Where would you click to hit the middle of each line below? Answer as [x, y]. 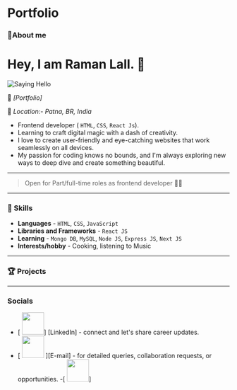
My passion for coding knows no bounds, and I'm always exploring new [122, 155]
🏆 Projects [27, 272]
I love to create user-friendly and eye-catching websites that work [114, 140]
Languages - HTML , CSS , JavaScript [68, 224]
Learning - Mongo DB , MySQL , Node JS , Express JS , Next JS [99, 239]
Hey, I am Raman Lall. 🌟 [77, 64]
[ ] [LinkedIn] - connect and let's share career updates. [108, 332]
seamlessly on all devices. [55, 148]
